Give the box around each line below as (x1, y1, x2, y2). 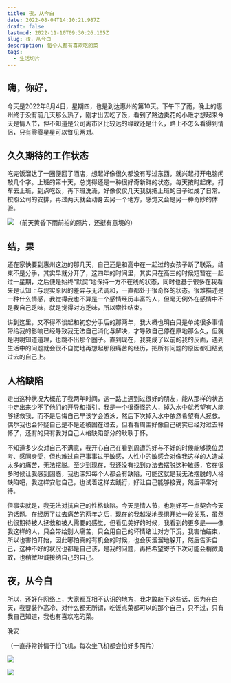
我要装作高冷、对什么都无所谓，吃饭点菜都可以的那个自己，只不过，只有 (19, 603, 224, 611)
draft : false (7, 23, 45, 30)
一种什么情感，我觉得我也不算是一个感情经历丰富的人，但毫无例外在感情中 (7, 295, 218, 304)
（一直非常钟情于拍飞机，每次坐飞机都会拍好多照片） (7, 641, 158, 649)
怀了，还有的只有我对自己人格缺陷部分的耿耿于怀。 (7, 429, 152, 437)
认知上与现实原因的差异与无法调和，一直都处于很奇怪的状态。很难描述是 (19, 286, 224, 295)
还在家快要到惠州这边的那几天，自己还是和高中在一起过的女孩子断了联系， (7, 260, 218, 269)
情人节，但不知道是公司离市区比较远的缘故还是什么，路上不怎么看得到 (19, 119, 218, 128)
